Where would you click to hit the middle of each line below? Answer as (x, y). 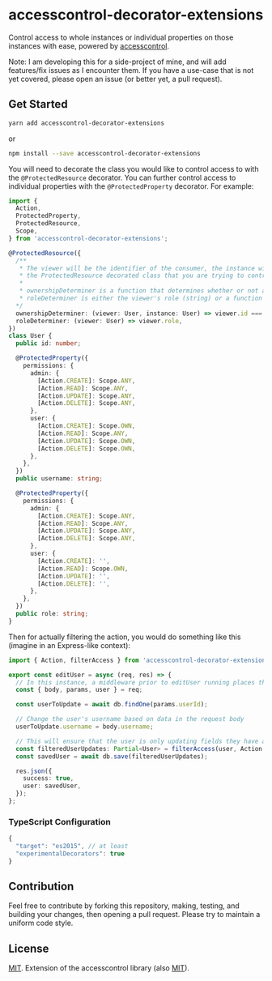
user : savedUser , (52, 786)
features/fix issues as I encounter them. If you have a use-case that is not (131, 70)
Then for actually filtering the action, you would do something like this (125, 637)
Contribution (41, 887)
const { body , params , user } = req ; (79, 690)
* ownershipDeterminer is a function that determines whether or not (139, 291)
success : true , (49, 778)
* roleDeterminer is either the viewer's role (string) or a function (141, 298)
